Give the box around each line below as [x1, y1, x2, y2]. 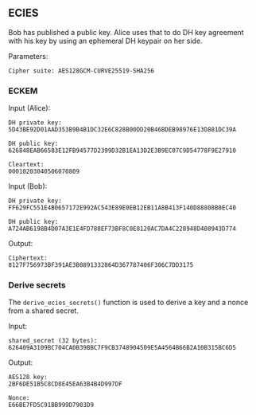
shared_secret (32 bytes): [8, 337, 98, 345]
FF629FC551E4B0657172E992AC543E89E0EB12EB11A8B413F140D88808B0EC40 [8, 204, 237, 212]
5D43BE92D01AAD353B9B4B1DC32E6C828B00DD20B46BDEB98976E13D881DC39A [8, 126, 237, 134]
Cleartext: [8, 161, 45, 169]
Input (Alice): [8, 104, 51, 113]
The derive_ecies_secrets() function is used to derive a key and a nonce [8, 298, 249, 307]
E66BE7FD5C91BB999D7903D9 [8, 401, 94, 409]
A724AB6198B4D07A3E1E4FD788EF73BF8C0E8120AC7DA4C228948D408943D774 [8, 225, 237, 233]
